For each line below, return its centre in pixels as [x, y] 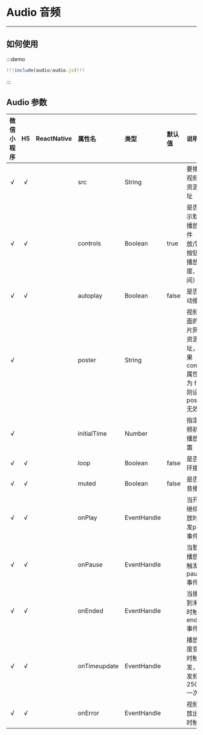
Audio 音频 [34, 12]
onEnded [91, 611]
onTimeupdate [98, 666]
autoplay [90, 296]
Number [136, 434]
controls [89, 244]
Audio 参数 [27, 103]
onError [89, 713]
